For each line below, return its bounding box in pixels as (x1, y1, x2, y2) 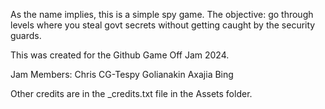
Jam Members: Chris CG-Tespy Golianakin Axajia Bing (10, 69, 234, 80)
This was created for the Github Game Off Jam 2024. (10, 49, 230, 61)
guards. (10, 30, 42, 41)
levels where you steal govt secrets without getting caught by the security (10, 19, 316, 31)
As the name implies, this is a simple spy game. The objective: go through (10, 9, 314, 20)
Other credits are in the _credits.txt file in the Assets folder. (10, 88, 253, 99)
